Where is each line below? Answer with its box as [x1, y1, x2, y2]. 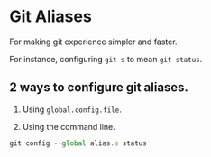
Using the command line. [22, 121, 115, 132]
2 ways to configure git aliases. [9, 79, 189, 96]
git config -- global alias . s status [9, 138, 147, 148]
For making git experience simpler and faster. [9, 36, 178, 47]
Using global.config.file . [22, 104, 122, 115]
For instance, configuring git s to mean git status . [9, 53, 203, 64]
